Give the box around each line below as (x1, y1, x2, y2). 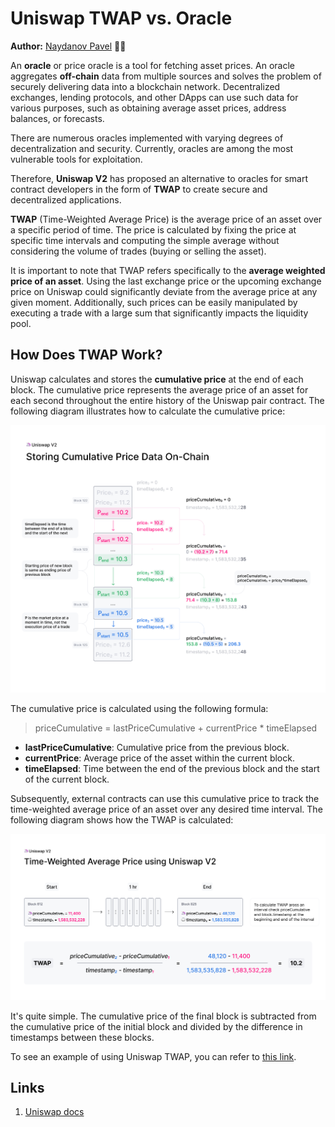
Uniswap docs (24, 1106, 85, 1118)
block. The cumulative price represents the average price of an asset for (10, 383, 309, 396)
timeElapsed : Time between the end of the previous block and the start (24, 763, 320, 775)
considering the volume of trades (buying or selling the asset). (10, 245, 267, 257)
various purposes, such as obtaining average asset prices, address (10, 102, 287, 114)
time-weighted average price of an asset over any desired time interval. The (10, 803, 323, 816)
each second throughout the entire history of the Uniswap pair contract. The (10, 394, 325, 406)
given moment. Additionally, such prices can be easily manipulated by (10, 296, 298, 308)
